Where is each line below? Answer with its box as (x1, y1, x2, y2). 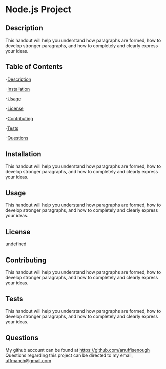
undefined (5, 241, 27, 247)
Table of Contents (5, 62, 63, 71)
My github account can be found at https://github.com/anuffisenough (5, 347, 150, 353)
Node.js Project (5, 4, 72, 15)
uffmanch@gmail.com (5, 357, 52, 363)
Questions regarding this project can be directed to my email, (5, 352, 133, 358)
